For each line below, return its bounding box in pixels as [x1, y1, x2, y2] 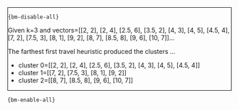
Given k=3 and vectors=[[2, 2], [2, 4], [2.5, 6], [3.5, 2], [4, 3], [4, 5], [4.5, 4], [8, 26, 230, 34]
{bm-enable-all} [7, 97, 55, 104]
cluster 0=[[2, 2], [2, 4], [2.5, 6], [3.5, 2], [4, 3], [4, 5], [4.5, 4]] [18, 61, 201, 70]
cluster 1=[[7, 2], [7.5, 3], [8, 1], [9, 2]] [18, 69, 127, 77]
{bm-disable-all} [8, 13, 59, 21]
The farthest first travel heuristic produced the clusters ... [8, 48, 176, 55]
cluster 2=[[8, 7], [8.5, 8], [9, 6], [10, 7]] [18, 76, 134, 84]
